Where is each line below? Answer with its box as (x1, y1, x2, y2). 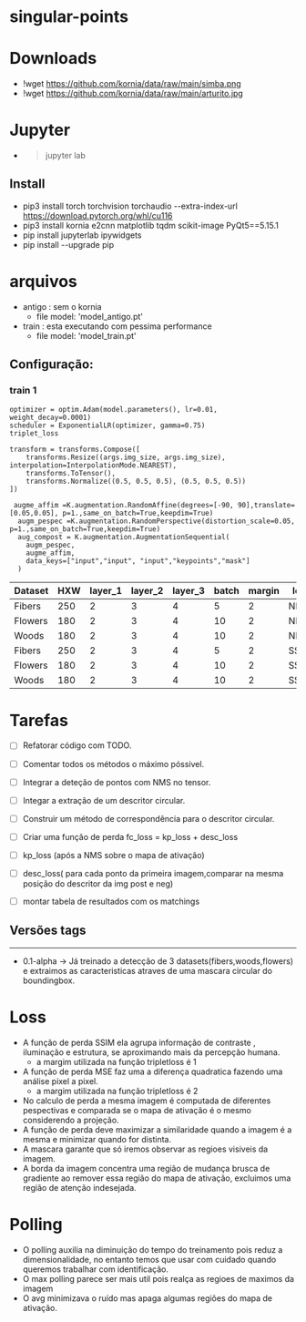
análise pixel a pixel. (22, 1075, 98, 1086)
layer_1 (89, 584, 123, 597)
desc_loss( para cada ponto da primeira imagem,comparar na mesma (22, 867, 284, 878)
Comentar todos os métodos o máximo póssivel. (22, 758, 205, 769)
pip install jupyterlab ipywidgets (22, 230, 143, 241)
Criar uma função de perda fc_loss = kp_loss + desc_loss (22, 831, 239, 842)
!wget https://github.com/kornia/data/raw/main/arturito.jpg (22, 88, 243, 99)
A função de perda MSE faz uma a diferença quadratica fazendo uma (22, 1066, 283, 1077)
